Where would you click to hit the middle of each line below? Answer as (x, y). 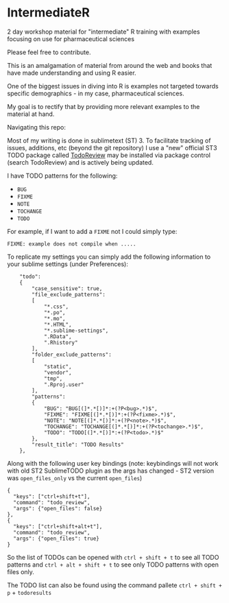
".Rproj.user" (64, 385)
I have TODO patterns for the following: (62, 176)
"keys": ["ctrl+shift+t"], (52, 496)
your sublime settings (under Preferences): (68, 264)
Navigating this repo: (37, 127)
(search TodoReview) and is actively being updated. (81, 162)
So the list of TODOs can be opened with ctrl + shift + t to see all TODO (113, 557)
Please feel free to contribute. (49, 52)
